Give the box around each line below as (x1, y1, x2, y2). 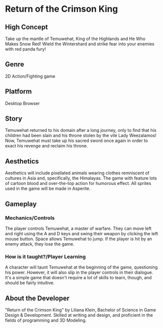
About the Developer (5, 294, 70, 302)
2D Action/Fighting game (5, 73, 56, 79)
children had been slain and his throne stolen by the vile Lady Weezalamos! (5, 133, 157, 139)
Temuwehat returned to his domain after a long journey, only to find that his (5, 127, 157, 133)
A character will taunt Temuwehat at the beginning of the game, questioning (5, 265, 158, 270)
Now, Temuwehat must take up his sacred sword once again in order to (5, 138, 148, 143)
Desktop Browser (5, 100, 40, 106)
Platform (5, 87, 32, 96)
